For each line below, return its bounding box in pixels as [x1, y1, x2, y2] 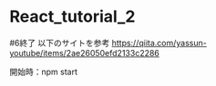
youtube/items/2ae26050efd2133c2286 [9, 47, 159, 58]
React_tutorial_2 [9, 6, 136, 27]
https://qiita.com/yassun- [111, 37, 207, 48]
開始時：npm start [9, 66, 78, 77]
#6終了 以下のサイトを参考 [9, 37, 110, 48]
